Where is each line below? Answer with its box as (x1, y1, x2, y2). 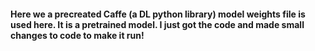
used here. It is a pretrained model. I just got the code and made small (10, 18, 305, 30)
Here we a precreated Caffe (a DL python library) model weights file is (10, 8, 306, 20)
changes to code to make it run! (10, 29, 145, 41)
